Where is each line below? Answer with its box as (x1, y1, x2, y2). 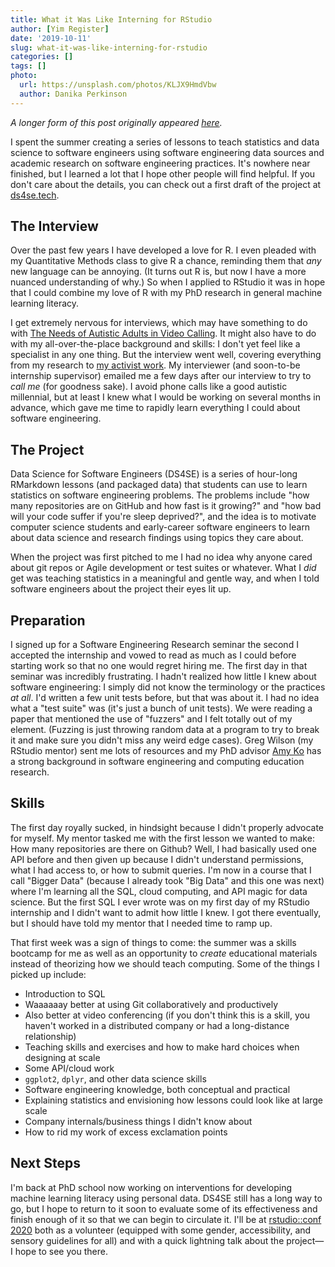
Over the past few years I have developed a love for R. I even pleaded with (10, 244, 317, 256)
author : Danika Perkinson (19, 89, 128, 99)
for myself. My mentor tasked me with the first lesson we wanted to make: (10, 832, 315, 844)
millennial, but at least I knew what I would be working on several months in (10, 391, 322, 403)
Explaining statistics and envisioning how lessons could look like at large (24, 1094, 324, 1106)
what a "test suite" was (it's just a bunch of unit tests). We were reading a (10, 702, 313, 715)
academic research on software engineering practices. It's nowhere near (10, 157, 311, 169)
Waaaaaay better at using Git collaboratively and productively (24, 998, 279, 1010)
